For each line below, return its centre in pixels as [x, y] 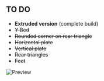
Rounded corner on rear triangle [53, 36]
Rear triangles [31, 54]
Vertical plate [30, 48]
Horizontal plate [34, 42]
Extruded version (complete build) [56, 23]
